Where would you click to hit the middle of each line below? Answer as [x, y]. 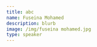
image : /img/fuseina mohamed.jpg [49, 29]
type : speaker [24, 35]
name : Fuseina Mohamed [35, 18]
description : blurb [31, 23]
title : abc [20, 12]
